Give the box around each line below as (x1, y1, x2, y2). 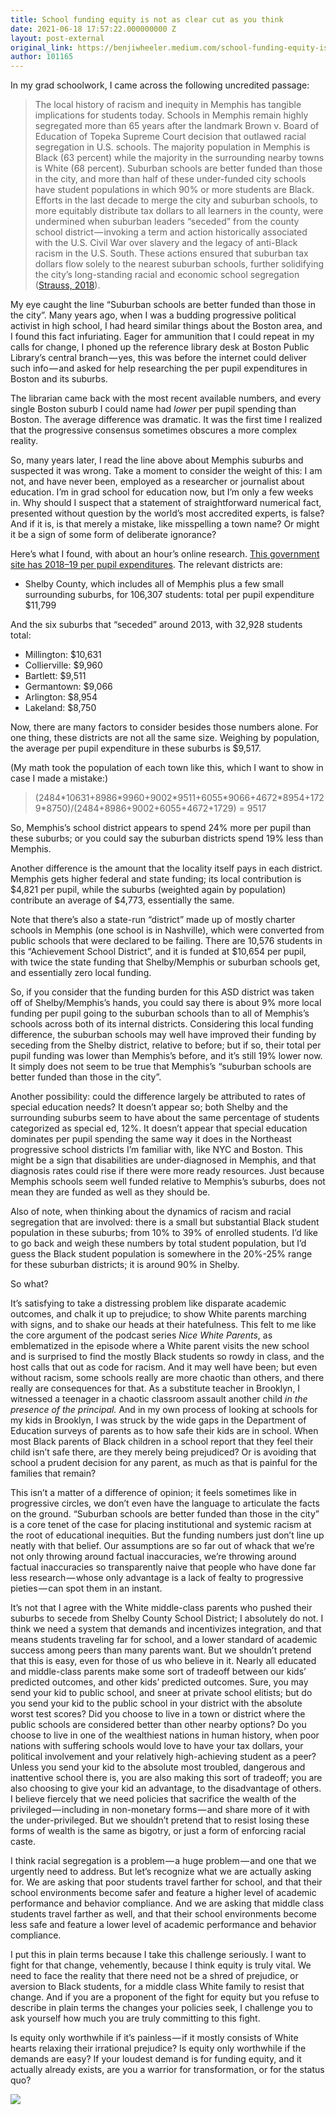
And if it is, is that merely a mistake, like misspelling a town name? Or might (10, 518, 320, 530)
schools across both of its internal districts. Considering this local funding (10, 1018, 314, 1030)
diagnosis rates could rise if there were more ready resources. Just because (10, 1165, 325, 1177)
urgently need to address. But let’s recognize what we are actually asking (10, 1866, 312, 1878)
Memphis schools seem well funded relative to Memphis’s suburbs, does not (10, 1176, 326, 1188)
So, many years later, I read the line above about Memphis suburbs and (10, 454, 304, 466)
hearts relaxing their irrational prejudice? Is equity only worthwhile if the (10, 2042, 307, 2055)
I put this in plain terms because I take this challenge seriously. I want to (10, 1949, 307, 1961)
